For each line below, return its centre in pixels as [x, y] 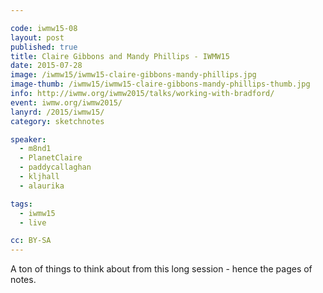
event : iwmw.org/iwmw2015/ [66, 102]
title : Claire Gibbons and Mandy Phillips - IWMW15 [120, 56]
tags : [21, 204]
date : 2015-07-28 [46, 66]
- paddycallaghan [55, 167]
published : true [44, 47]
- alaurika [42, 186]
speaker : [28, 139]
